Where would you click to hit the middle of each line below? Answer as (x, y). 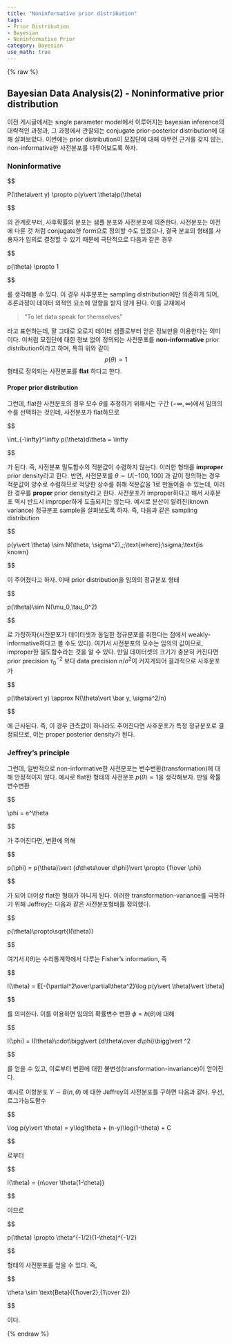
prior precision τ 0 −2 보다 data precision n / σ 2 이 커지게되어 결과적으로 (102, 661)
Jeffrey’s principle (39, 753)
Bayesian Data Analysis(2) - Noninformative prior (116, 94)
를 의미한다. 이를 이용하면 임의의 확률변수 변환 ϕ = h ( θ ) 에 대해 (91, 1014)
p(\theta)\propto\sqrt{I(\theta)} (51, 931)
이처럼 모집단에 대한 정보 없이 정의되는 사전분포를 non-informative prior (120, 339)
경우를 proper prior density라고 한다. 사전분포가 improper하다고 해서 (108, 493)
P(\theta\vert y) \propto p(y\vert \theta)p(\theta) (75, 194)
